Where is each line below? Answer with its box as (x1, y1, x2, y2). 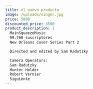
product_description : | (5, 26, 55, 31)
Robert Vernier (9, 72, 41, 77)
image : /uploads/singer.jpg (5, 12, 64, 17)
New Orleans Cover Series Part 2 (9, 40, 79, 45)
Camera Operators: (9, 58, 48, 63)
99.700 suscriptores (9, 35, 52, 40)
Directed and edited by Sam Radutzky (9, 48, 88, 54)
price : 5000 (5, 16, 30, 21)
